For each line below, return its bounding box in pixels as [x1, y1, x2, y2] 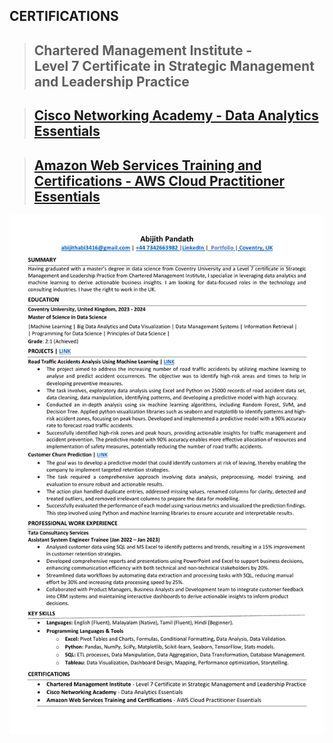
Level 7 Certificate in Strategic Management [33, 57, 315, 74]
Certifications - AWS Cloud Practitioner [33, 172, 286, 189]
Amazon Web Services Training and [33, 157, 262, 174]
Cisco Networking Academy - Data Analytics [33, 107, 319, 124]
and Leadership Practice [33, 73, 190, 90]
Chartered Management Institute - [33, 42, 253, 59]
